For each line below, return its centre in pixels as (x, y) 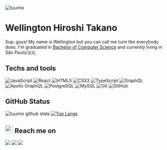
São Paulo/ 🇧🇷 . (21, 52)
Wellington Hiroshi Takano (61, 28)
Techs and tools (31, 68)
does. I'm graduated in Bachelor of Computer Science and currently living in (84, 47)
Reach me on (35, 131)
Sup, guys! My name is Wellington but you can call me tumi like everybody (82, 41)
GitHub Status (28, 102)
